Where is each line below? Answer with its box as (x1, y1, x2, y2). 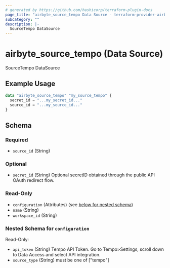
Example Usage (5, 80, 56, 88)
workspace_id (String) (12, 212, 57, 218)
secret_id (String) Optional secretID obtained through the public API (12, 172, 155, 178)
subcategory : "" (5, 17, 39, 22)
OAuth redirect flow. (12, 177, 55, 183)
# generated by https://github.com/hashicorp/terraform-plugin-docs (5, 7, 153, 13)
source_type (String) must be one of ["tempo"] (12, 257, 110, 263)
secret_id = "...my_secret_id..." (10, 97, 82, 103)
